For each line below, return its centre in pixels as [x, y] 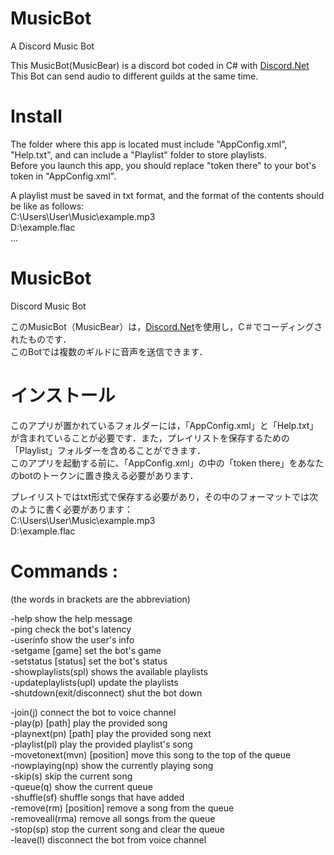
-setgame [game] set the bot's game [86, 650]
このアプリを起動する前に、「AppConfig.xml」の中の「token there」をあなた [167, 463]
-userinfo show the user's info [72, 639]
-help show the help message [71, 618]
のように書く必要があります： [71, 509]
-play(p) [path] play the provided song [89, 723]
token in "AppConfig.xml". [63, 176]
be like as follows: [47, 206]
